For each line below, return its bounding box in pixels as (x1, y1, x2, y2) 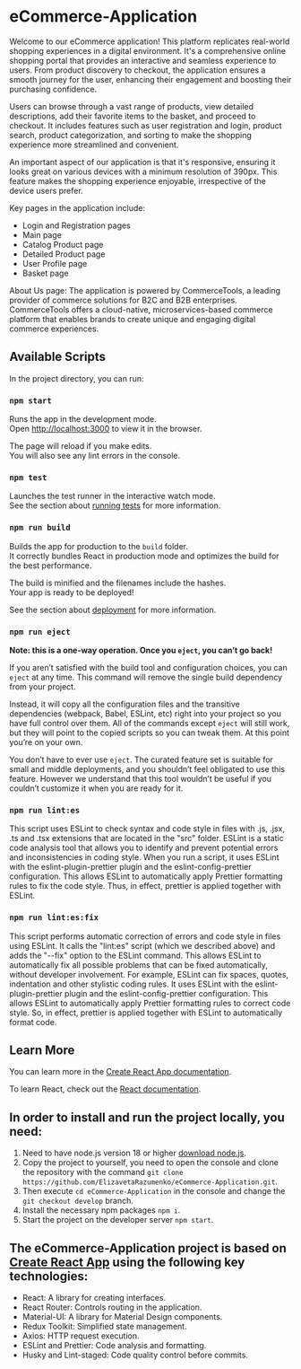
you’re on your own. (9, 736, 83, 747)
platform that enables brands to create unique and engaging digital (9, 313, 256, 324)
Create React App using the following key (9, 1254, 245, 1269)
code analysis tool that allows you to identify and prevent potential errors (9, 842, 279, 854)
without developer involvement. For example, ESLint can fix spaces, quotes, (9, 969, 289, 979)
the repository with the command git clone (21, 1167, 184, 1178)
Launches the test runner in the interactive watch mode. (9, 491, 217, 502)
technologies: (9, 1268, 89, 1284)
